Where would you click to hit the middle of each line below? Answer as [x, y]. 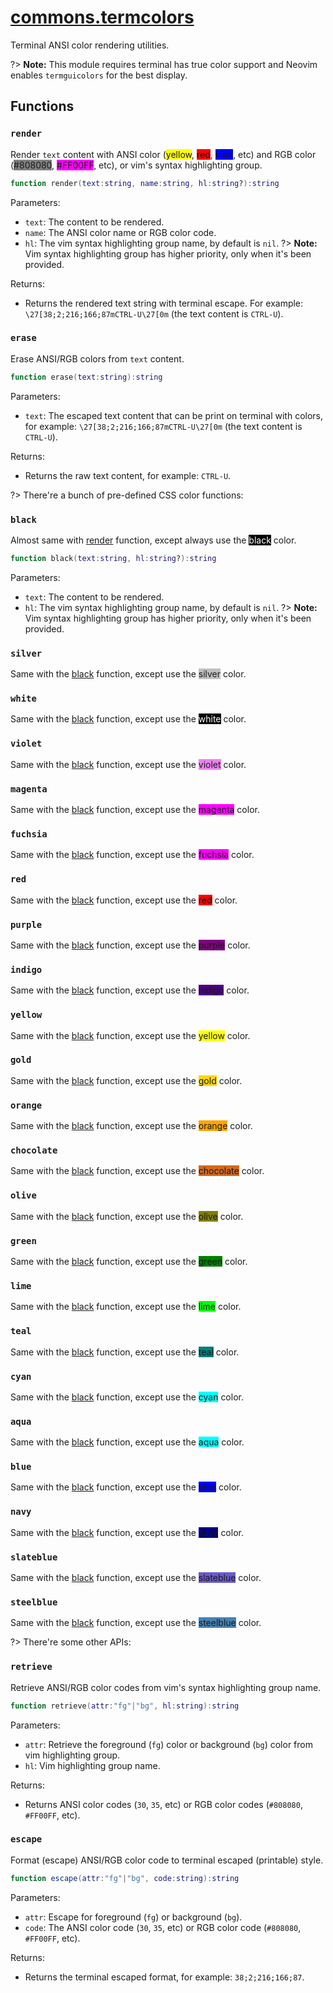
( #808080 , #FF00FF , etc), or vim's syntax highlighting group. [136, 165]
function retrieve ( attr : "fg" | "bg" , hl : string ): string [125, 1706]
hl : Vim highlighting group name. [92, 1765]
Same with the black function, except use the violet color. [128, 764]
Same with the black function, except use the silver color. [128, 674]
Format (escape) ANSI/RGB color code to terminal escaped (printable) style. [167, 1860]
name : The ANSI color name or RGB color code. [120, 232]
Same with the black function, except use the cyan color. [127, 1397]
